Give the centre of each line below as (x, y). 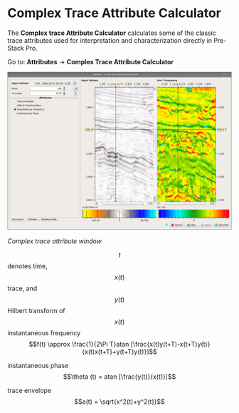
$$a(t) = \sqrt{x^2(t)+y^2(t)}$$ (119, 402)
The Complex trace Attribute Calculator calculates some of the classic (112, 33)
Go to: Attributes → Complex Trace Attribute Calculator (91, 61)
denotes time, (27, 266)
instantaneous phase (38, 366)
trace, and (22, 289)
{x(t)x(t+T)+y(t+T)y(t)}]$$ (119, 352)
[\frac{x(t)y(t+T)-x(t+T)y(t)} (170, 345)
